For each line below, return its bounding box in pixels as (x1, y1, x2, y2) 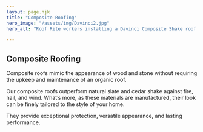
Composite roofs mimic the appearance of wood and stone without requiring (6, 70, 198, 77)
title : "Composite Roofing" (6, 15, 78, 21)
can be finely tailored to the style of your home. (6, 101, 125, 108)
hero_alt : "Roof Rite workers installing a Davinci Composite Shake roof (6, 25, 197, 32)
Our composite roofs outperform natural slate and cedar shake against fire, (6, 88, 194, 95)
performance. (6, 119, 41, 126)
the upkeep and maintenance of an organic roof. (6, 76, 127, 84)
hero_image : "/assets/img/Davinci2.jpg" (6, 20, 110, 26)
